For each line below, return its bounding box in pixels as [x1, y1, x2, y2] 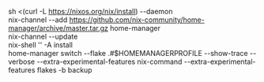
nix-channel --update [8, 32, 78, 41]
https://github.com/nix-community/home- [69, 15, 206, 24]
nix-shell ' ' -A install [8, 40, 74, 50]
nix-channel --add [8, 15, 68, 24]
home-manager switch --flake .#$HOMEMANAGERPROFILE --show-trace [8, 49, 248, 58]
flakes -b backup [36, 65, 92, 74]
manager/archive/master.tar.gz [8, 24, 109, 32]
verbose [8, 57, 36, 66]
